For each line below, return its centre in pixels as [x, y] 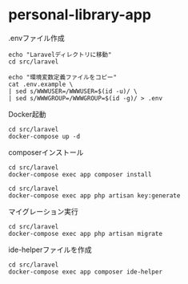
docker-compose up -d [44, 136]
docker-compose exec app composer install [80, 174]
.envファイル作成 [37, 38]
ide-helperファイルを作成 [50, 250]
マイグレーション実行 [43, 211]
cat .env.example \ [41, 84]
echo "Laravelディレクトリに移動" [60, 55]
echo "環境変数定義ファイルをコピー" [63, 77]
